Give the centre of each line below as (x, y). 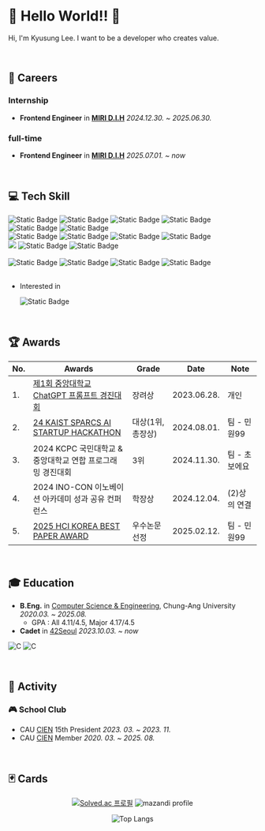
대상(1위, (148, 421)
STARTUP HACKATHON (77, 432)
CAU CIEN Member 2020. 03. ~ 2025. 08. (87, 738)
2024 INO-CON (63, 487)
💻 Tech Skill (39, 197)
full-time (25, 138)
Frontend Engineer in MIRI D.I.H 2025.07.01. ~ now (103, 155)
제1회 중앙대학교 (62, 384)
